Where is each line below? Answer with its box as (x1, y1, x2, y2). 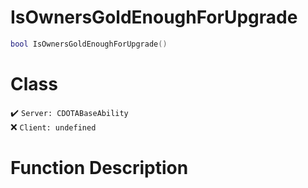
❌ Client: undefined (10, 121, 97, 133)
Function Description (10, 156, 189, 179)
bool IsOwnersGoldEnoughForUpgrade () (10, 39, 168, 49)
